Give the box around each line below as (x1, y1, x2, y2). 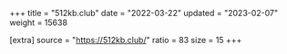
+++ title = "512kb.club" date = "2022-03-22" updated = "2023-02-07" (9, 8, 279, 18)
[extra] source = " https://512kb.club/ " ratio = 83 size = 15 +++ (9, 35, 242, 45)
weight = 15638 (9, 17, 68, 28)
